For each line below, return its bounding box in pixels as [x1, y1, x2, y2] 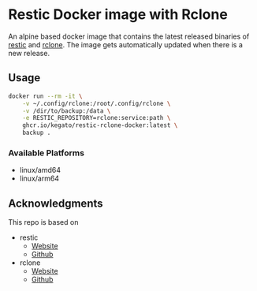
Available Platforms [8, 147, 85, 159]
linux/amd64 [19, 166, 61, 175]
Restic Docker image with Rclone [8, 6, 229, 24]
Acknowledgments [8, 196, 104, 210]
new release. [8, 48, 50, 58]
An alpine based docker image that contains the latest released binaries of [8, 32, 250, 41]
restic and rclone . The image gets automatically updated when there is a [8, 39, 243, 49]
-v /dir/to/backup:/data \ [22, 106, 111, 115]
